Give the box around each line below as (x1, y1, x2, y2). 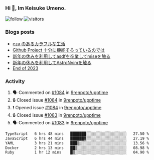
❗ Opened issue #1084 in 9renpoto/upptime (12, 104, 102, 110)
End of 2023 (12, 65, 39, 71)
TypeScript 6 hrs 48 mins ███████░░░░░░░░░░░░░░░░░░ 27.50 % (5, 131, 149, 136)
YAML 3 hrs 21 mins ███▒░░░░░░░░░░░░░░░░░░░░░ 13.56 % (5, 140, 149, 145)
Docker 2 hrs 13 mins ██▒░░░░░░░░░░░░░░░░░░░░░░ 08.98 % (5, 145, 149, 150)
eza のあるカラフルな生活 (12, 40, 66, 47)
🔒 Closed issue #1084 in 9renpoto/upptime (12, 97, 101, 103)
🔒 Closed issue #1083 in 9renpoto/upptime (12, 112, 101, 118)
